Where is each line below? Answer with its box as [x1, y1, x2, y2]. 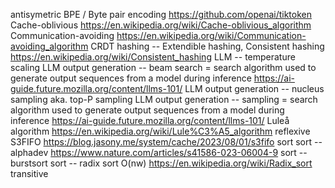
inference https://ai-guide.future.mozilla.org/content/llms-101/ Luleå [10, 115, 290, 126]
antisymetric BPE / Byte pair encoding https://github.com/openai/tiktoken [10, 9, 313, 20]
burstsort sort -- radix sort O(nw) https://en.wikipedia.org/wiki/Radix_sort [10, 157, 313, 169]
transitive [10, 168, 49, 179]
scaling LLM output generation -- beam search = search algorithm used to [10, 62, 317, 73]
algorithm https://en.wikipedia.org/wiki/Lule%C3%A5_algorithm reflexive [10, 125, 311, 137]
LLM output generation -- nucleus [184, 83, 325, 94]
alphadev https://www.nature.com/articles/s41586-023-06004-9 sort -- [10, 147, 308, 158]
